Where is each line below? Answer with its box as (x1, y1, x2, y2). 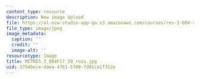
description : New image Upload (6, 14, 84, 20)
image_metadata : (6, 31, 46, 37)
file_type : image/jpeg (6, 25, 62, 31)
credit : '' (11, 42, 39, 48)
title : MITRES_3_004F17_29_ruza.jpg (6, 58, 97, 64)
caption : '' (11, 36, 42, 42)
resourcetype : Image (6, 53, 58, 59)
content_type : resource (6, 8, 65, 15)
